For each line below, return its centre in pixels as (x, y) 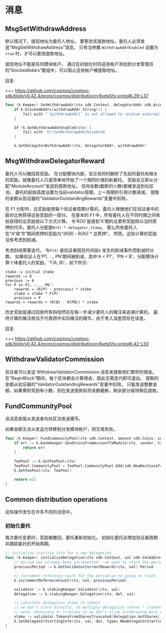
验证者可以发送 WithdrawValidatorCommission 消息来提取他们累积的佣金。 (81, 372)
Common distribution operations (56, 499)
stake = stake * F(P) (36, 294)
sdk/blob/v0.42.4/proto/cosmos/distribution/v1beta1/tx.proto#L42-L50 (77, 343)
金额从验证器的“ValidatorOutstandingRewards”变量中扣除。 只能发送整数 (79, 384)
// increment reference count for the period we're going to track (85, 576)
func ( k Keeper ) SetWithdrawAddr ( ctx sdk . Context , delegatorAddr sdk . (79, 105)
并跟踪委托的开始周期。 (29, 544)
